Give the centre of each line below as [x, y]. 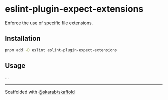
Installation [23, 39]
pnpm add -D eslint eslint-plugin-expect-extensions [61, 50]
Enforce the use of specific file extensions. [49, 23]
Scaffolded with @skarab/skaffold [40, 92]
